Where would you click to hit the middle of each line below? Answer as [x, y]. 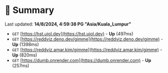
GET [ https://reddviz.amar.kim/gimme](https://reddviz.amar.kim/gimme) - [87, 49]
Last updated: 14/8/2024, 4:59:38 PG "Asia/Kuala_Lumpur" [68, 24]
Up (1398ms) [25, 44]
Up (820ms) [24, 55]
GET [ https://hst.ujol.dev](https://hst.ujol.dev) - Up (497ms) [73, 33]
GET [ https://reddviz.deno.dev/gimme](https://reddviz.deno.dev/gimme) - [88, 39]
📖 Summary [29, 10]
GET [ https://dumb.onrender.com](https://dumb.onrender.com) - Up [81, 60]
